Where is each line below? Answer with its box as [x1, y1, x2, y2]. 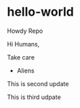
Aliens [16, 66, 35, 75]
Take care [7, 53, 35, 62]
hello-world [7, 4, 75, 20]
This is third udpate [7, 93, 61, 101]
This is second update [7, 79, 69, 87]
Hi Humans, [7, 40, 40, 48]
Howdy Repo [7, 27, 43, 35]
